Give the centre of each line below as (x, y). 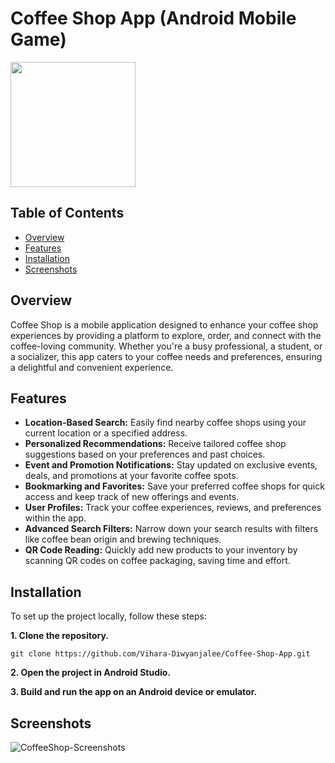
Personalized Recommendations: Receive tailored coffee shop (155, 444)
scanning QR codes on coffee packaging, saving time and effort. (157, 561)
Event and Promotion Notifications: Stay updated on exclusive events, (171, 465)
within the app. (55, 518)
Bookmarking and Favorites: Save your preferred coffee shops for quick (174, 486)
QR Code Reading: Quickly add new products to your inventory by (161, 550)
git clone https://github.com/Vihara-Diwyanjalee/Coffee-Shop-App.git (160, 654)
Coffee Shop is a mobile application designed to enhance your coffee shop (164, 324)
